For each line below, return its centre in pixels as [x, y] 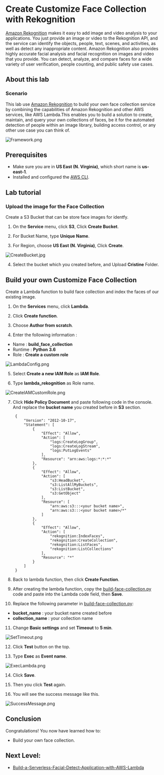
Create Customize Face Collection [76, 9]
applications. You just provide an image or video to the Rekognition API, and [82, 38]
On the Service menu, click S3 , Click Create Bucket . [66, 227]
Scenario [16, 93]
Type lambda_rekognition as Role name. [54, 383]
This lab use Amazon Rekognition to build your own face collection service [81, 104]
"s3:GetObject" [65, 493]
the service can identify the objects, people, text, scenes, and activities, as [81, 43]
